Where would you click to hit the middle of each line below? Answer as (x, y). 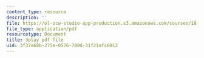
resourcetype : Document (36, 34)
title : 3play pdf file (35, 40)
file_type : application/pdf (42, 29)
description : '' (27, 18)
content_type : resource (36, 12)
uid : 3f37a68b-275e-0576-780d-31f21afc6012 (62, 46)
